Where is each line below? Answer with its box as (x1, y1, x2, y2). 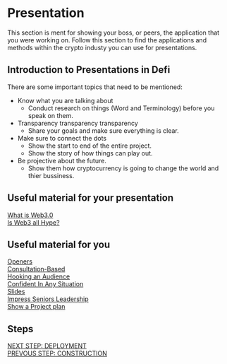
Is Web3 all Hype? (7, 218, 60, 227)
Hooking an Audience (7, 272, 70, 281)
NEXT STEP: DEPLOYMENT (7, 341, 87, 351)
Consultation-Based (7, 265, 66, 274)
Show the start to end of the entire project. (27, 141, 152, 150)
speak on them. (27, 111, 74, 119)
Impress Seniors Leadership (7, 295, 90, 303)
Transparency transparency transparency (17, 119, 139, 127)
